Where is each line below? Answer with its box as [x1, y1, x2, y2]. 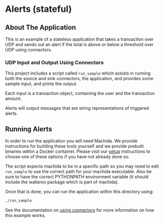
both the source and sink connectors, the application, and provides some [5, 76, 154, 82]
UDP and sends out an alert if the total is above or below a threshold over [5, 42, 154, 47]
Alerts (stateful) [5, 3, 72, 15]
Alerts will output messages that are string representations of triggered [5, 105, 149, 111]
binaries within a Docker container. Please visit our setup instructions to [5, 148, 151, 154]
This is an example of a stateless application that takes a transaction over [5, 36, 154, 42]
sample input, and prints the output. [5, 81, 78, 87]
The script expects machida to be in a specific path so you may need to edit [5, 163, 159, 169]
